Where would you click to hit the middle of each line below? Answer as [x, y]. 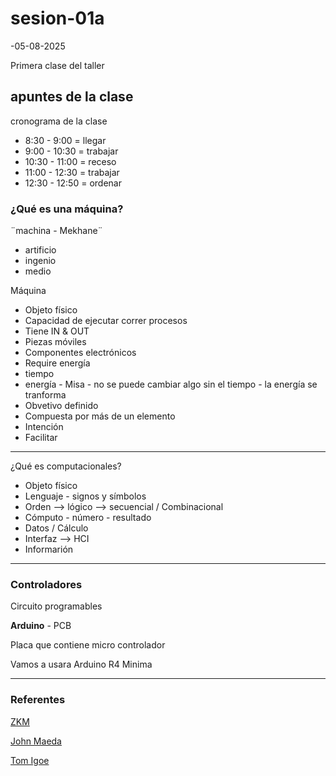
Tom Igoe [30, 760]
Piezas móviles [55, 342]
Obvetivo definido [61, 406]
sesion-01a [57, 18]
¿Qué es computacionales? [66, 466]
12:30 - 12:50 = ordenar [73, 183]
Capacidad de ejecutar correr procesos [106, 321]
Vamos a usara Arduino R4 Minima [81, 664]
